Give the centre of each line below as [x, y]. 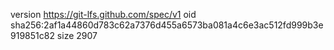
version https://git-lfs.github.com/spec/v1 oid [103, 14]
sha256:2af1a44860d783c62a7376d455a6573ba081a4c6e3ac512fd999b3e [167, 25]
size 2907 [77, 35]
